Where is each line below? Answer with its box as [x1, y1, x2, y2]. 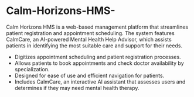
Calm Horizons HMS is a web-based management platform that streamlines [6, 23, 189, 30]
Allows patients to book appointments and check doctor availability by [14, 60, 185, 67]
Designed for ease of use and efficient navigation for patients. [14, 72, 165, 79]
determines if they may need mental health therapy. [14, 84, 139, 91]
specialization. [14, 65, 50, 72]
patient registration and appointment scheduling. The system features [6, 29, 175, 36]
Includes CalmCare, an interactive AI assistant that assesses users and [14, 78, 186, 85]
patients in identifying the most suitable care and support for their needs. [6, 42, 183, 49]
